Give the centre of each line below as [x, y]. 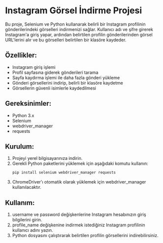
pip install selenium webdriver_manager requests [64, 173]
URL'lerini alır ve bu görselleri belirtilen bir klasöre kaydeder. [66, 40]
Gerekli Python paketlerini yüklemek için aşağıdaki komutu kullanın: [80, 164]
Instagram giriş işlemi [34, 67]
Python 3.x [23, 115]
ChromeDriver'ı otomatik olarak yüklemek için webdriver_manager [79, 182]
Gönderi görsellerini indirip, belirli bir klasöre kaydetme [68, 83]
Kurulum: [20, 146]
